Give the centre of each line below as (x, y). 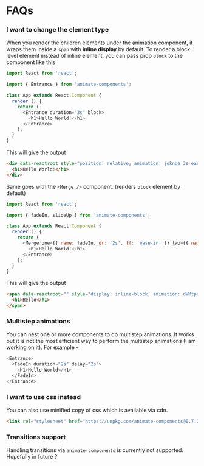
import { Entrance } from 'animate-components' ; (69, 85)
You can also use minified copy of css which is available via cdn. (87, 410)
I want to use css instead (43, 397)
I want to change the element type (58, 30)
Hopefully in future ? (32, 457)
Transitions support (36, 437)
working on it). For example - (42, 347)
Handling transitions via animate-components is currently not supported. (95, 450)
